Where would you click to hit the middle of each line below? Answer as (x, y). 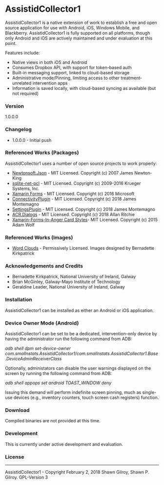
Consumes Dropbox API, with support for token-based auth (72, 67)
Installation (19, 300)
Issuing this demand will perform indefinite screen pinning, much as (73, 393)
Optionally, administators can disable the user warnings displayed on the (78, 368)
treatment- (131, 78)
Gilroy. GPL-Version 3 (26, 477)
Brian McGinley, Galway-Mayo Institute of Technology (66, 282)
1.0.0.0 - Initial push (32, 140)
